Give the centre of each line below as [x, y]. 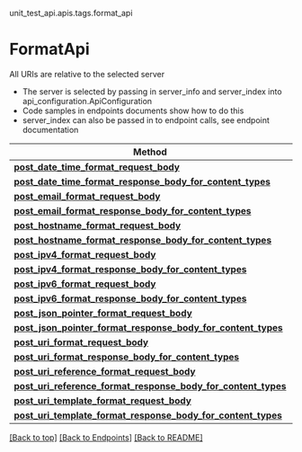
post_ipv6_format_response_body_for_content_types [130, 298]
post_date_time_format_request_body [97, 167]
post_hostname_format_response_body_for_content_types [143, 240]
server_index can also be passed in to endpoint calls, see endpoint [146, 120]
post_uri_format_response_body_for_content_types [127, 357]
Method [151, 152]
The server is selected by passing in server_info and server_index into [152, 91]
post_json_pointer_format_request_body [103, 313]
